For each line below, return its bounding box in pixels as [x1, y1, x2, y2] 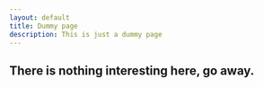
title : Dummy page [9, 22, 78, 30]
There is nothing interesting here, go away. [9, 63, 255, 78]
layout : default [9, 13, 70, 22]
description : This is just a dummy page [9, 30, 163, 39]
